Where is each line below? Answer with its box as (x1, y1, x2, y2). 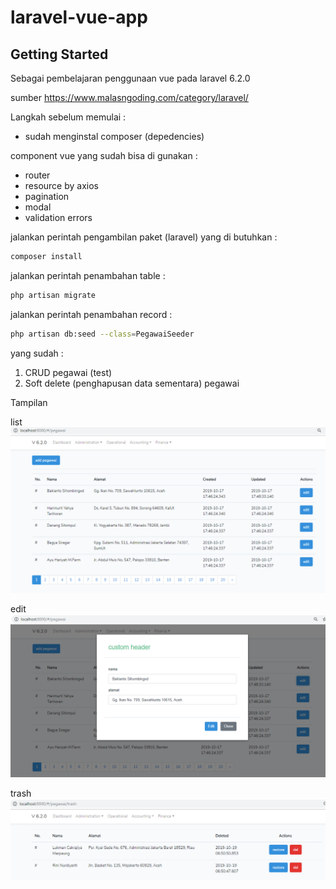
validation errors (24, 212, 93, 223)
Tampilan (10, 396, 48, 408)
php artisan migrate (10, 290, 97, 300)
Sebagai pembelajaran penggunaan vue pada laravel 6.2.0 (10, 72, 251, 84)
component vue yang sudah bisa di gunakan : (10, 150, 198, 161)
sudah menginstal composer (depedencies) (24, 131, 205, 142)
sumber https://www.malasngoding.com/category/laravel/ (10, 92, 249, 103)
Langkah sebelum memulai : (10, 111, 127, 123)
